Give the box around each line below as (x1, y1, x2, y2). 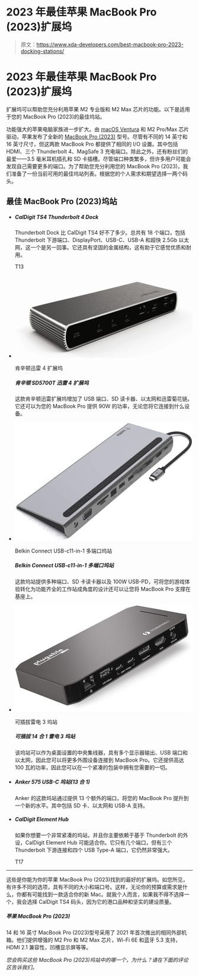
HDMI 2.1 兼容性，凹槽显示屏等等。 (6, 943, 92, 951)
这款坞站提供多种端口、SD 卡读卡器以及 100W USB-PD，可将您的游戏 (14, 578, 185, 585)
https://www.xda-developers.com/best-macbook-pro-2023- (36, 41, 184, 48)
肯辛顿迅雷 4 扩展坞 (14, 365, 63, 372)
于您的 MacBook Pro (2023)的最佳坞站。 (6, 113, 105, 120)
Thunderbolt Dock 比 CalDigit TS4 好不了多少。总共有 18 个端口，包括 (14, 229, 185, 236)
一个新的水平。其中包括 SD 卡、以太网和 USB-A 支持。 (14, 802, 148, 809)
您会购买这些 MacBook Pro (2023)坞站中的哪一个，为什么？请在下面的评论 (6, 956, 188, 963)
